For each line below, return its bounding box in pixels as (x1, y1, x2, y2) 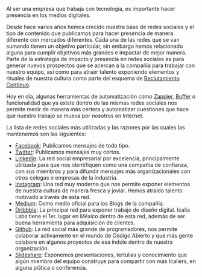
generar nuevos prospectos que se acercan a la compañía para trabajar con (6, 62, 195, 69)
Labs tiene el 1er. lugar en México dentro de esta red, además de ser (14, 213, 186, 220)
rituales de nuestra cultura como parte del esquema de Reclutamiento (6, 75, 180, 82)
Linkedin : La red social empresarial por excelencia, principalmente (14, 155, 180, 162)
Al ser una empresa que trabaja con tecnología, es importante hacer (6, 5, 175, 12)
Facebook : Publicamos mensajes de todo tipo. (14, 142, 130, 149)
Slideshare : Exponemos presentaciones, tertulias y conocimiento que (14, 251, 188, 258)
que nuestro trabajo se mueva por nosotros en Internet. (6, 112, 144, 119)
